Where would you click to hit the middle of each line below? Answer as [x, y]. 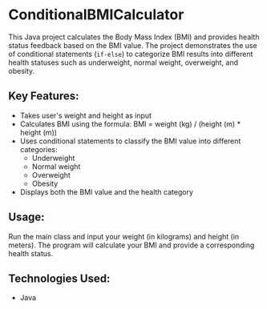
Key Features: [44, 96]
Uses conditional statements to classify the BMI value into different [130, 141]
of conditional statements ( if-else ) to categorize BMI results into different [131, 54]
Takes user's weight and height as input [86, 115]
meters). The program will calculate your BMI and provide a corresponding [131, 245]
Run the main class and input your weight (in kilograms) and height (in [124, 236]
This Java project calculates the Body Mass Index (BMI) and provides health [134, 37]
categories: [38, 149]
